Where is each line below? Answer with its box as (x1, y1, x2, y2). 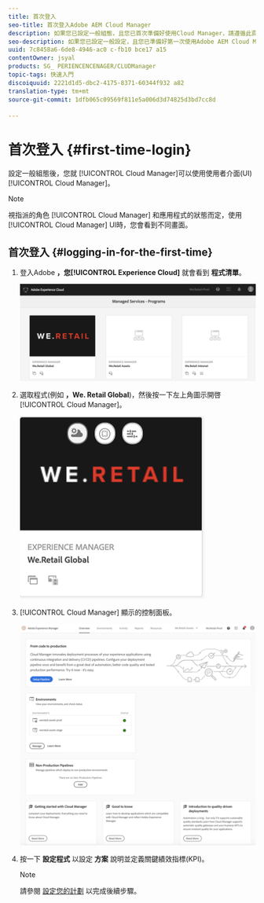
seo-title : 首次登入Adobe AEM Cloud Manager (8, 20, 152, 29)
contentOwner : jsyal (8, 54, 76, 62)
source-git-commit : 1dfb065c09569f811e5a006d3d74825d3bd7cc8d (8, 95, 216, 104)
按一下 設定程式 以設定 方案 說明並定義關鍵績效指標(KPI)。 (19, 854, 209, 864)
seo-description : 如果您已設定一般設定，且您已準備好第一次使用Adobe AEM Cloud (8, 38, 250, 46)
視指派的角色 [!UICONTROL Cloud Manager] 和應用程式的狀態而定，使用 (8, 211, 242, 220)
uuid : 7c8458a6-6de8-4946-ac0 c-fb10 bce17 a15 (8, 46, 167, 54)
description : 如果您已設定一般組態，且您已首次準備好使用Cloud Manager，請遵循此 (8, 29, 252, 37)
